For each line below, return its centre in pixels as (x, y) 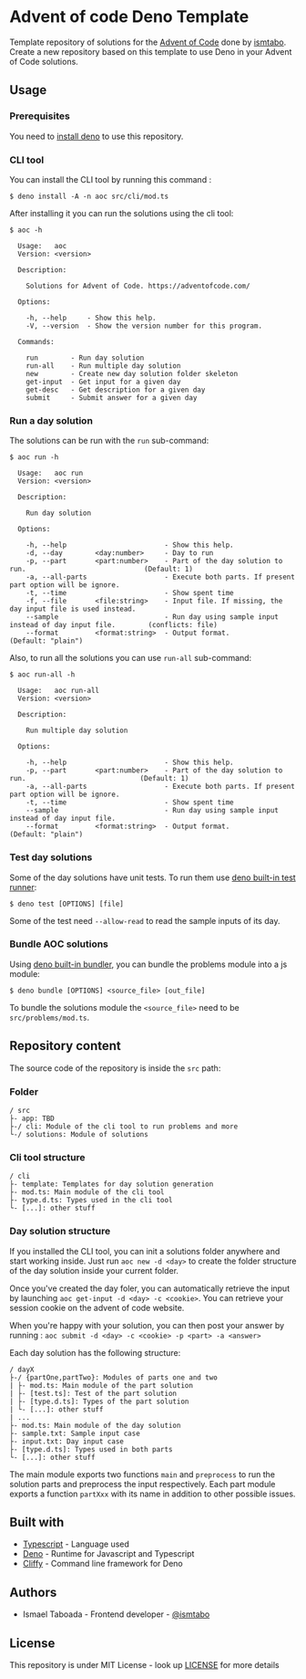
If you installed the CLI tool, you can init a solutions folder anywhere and (145, 1251)
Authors (33, 1592)
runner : (23, 887)
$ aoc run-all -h (42, 675)
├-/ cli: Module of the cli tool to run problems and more (124, 1126)
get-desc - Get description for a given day (116, 390)
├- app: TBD (32, 1118)
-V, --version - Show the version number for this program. (144, 326)
